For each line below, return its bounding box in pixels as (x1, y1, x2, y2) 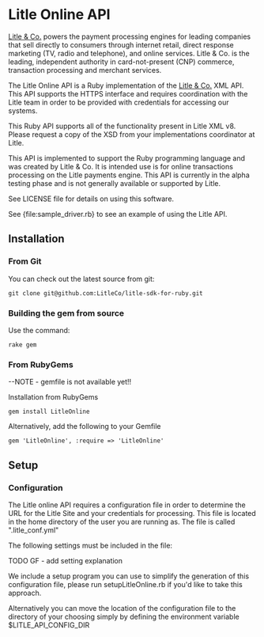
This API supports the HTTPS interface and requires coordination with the (8, 89, 248, 98)
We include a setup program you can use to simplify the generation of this (8, 571, 250, 581)
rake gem (8, 340, 37, 349)
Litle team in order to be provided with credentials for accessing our (8, 97, 229, 107)
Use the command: (8, 325, 70, 335)
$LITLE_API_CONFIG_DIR (8, 620, 90, 630)
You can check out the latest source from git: (8, 274, 155, 283)
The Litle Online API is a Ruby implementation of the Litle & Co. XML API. (8, 81, 244, 90)
